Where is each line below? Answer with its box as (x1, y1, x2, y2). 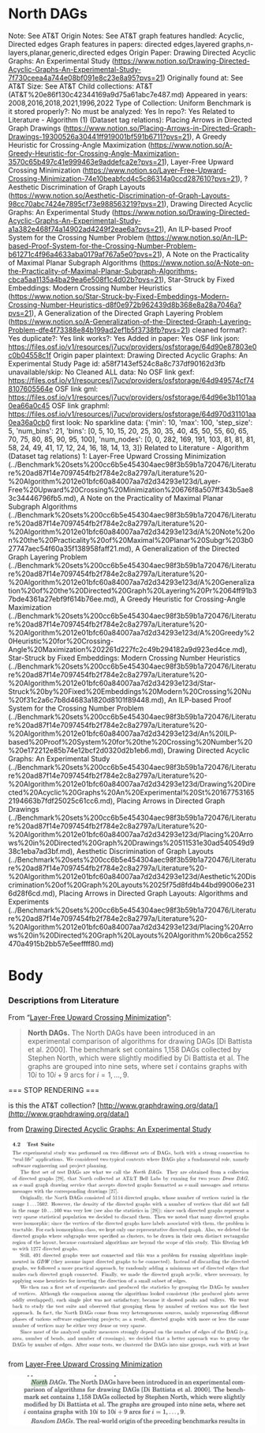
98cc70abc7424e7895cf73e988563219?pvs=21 (8, 199, 164, 208)
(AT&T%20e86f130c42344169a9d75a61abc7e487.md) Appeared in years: (8, 89, 248, 99)
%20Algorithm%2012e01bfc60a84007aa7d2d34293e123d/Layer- (8, 476, 222, 486)
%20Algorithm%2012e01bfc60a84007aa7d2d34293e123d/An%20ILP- (8, 729, 237, 738)
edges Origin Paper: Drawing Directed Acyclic (106, 47, 256, 57)
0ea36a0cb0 (8, 417, 50, 427)
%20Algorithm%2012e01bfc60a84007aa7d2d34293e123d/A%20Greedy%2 (8, 627, 255, 637)
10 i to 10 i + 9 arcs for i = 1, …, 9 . (27, 1070, 129, 1080)
